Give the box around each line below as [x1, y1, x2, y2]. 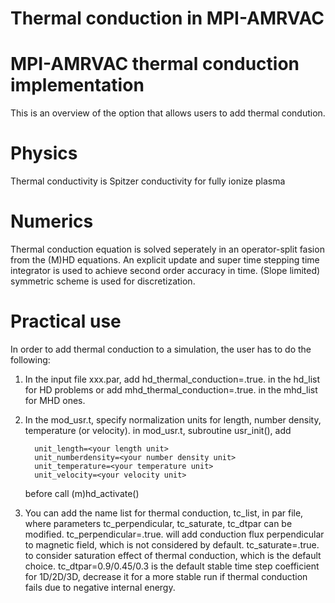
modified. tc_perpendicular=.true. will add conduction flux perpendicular [24, 528, 325, 540]
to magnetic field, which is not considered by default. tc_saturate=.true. [24, 538, 320, 551]
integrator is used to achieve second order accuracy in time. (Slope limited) [10, 265, 321, 276]
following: [10, 353, 51, 366]
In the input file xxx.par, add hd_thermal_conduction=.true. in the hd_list [24, 373, 321, 385]
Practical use [10, 310, 122, 333]
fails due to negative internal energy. [24, 581, 176, 593]
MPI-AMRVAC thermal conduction [10, 53, 300, 76]
